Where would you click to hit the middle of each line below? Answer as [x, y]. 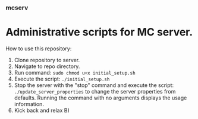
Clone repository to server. [47, 60]
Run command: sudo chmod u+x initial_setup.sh [75, 72]
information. [29, 104]
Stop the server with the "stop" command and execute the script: [94, 85]
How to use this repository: [39, 49]
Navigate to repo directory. [47, 66]
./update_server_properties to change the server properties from [95, 91]
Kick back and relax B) [42, 110]
